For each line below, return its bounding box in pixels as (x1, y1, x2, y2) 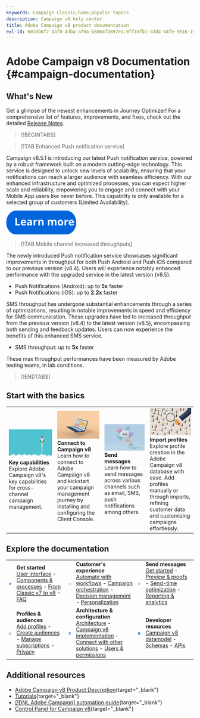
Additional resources (6, 670, 86, 680)
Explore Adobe (8, 465, 45, 472)
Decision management (76, 592, 131, 599)
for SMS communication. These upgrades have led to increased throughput (6, 313, 192, 320)
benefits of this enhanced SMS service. (6, 332, 103, 339)
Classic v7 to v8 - (16, 589, 61, 596)
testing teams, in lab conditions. (6, 361, 85, 369)
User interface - (16, 570, 57, 577)
